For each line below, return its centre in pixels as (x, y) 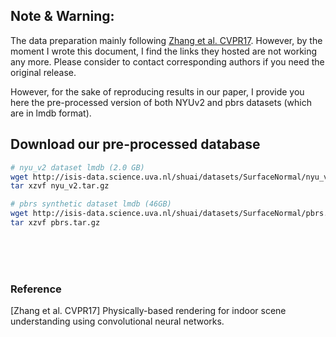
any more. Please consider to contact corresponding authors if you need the (167, 61)
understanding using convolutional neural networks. (117, 321)
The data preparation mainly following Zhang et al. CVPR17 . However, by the (166, 40)
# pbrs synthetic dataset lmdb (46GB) (91, 204)
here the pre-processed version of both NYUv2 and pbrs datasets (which (161, 102)
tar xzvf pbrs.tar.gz (55, 223)
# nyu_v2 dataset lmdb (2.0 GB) (77, 167)
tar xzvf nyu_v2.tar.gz (60, 186)
